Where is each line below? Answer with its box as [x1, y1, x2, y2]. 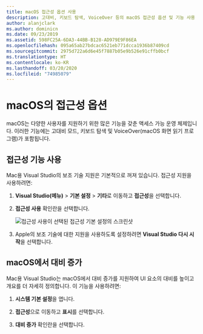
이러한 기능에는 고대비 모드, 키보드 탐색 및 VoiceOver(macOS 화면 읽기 [14, 128, 183, 135]
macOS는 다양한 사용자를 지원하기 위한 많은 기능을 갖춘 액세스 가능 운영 [6, 120, 176, 127]
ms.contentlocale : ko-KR [6, 59, 69, 65]
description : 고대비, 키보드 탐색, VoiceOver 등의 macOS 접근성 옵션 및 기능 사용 [6, 15, 195, 21]
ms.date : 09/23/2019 [6, 31, 59, 38]
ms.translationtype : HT [6, 54, 67, 60]
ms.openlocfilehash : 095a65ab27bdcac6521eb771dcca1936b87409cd [6, 43, 170, 49]
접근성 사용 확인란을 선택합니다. [15, 205, 90, 212]
